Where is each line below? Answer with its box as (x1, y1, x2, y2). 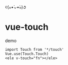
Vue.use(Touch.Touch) (5, 51, 49, 56)
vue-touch (5, 22, 49, 33)
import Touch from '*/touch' (5, 47, 64, 52)
